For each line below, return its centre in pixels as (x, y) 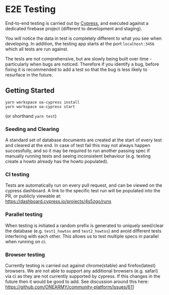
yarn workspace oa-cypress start (40, 107)
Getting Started (30, 91)
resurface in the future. (29, 75)
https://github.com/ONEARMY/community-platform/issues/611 (70, 287)
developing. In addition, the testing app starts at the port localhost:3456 (80, 43)
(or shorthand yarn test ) (31, 116)
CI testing (17, 174)
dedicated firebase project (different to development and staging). (74, 28)
